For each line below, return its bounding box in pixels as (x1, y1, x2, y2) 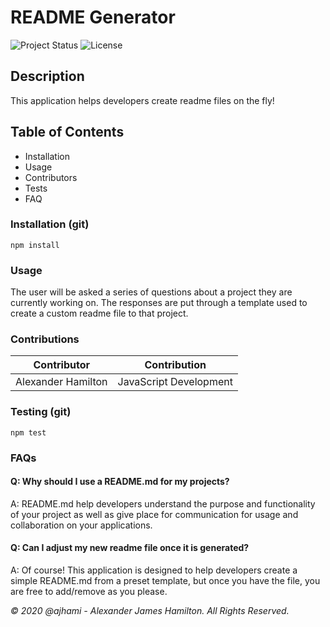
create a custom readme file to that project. (10, 307, 189, 320)
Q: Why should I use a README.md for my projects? (10, 476, 230, 488)
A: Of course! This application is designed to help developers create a (10, 564, 298, 576)
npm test (10, 427, 47, 438)
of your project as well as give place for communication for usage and (10, 508, 299, 520)
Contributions (10, 332, 80, 346)
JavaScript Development (117, 375, 233, 389)
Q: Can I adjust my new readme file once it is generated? (10, 542, 250, 554)
